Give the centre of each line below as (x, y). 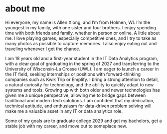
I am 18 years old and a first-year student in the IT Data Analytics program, (82, 58)
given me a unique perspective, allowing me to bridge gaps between (76, 95)
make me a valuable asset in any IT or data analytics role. (64, 111)
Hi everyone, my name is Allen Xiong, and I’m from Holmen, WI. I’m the (78, 22)
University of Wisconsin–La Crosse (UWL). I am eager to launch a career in (82, 69)
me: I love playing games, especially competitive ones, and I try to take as (81, 38)
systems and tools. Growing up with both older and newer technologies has (83, 90)
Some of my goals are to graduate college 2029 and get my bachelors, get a (83, 121)
